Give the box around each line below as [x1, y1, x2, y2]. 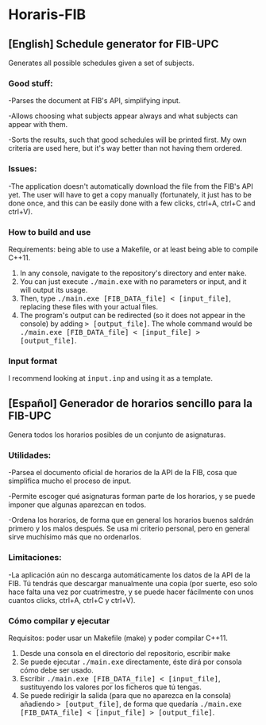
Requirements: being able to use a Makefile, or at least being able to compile [8, 244, 259, 254]
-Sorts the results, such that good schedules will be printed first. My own [8, 135, 248, 144]
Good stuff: [8, 78, 53, 89]
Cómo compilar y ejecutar [8, 615, 110, 626]
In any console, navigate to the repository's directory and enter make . [19, 268, 247, 278]
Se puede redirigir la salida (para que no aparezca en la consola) [19, 690, 232, 700]
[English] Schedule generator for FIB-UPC [8, 37, 219, 51]
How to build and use [8, 226, 91, 237]
